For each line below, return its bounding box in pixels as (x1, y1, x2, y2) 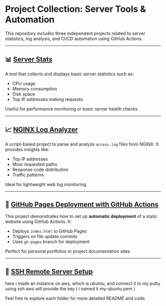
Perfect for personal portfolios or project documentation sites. (5, 249, 131, 255)
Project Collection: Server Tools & (5, 3, 146, 15)
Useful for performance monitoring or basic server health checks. (5, 105, 139, 112)
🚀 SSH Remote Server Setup (5, 267, 93, 276)
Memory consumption (12, 86, 58, 92)
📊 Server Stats (5, 55, 53, 64)
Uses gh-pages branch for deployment (12, 239, 90, 245)
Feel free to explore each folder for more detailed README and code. (5, 296, 146, 302)
